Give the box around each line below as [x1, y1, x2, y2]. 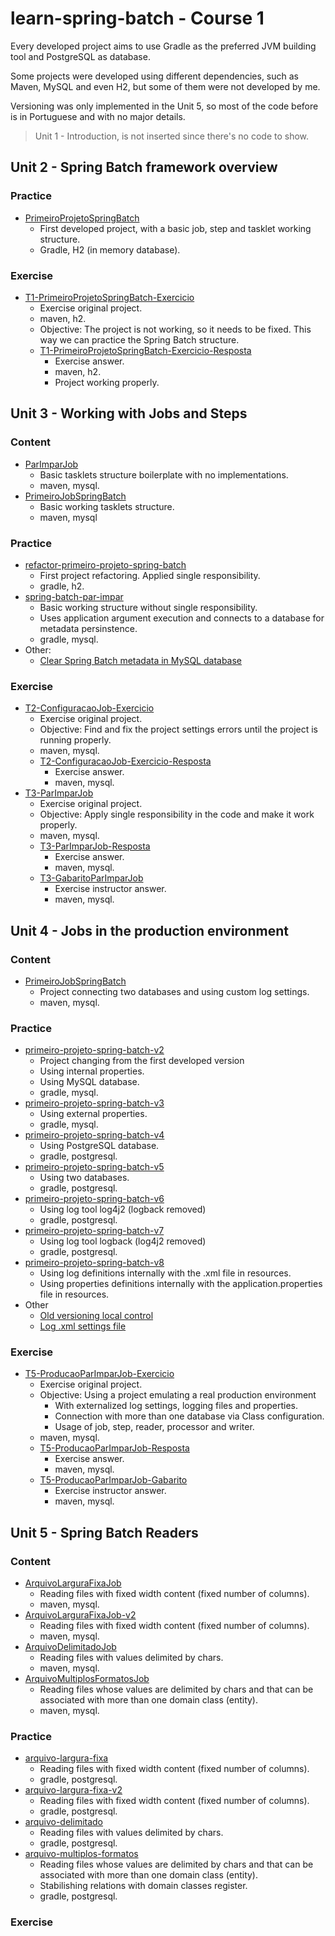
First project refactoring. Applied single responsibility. [39, 569, 261, 581]
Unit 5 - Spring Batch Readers [10, 1524, 199, 1541]
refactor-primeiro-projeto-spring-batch [24, 558, 187, 571]
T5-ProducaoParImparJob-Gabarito [39, 1474, 188, 1486]
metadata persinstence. [39, 622, 138, 634]
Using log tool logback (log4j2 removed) [39, 1235, 207, 1247]
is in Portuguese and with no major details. [10, 110, 186, 122]
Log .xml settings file [39, 1320, 127, 1332]
